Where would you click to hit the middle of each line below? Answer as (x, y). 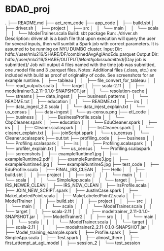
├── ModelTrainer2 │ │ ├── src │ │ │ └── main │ (100, 216)
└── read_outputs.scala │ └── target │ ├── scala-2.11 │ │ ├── (75, 85)
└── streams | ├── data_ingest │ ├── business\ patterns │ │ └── (77, 96)
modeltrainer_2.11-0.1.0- (126, 211)
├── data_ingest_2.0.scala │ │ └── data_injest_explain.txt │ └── (75, 107)
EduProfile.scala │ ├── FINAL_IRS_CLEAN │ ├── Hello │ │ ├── (75, 169)
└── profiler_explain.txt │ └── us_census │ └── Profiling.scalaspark (78, 148)
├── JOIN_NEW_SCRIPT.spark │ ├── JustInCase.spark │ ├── (71, 190)
